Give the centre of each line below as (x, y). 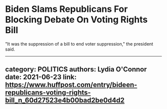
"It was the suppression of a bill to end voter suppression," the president (79, 44)
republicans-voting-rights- (48, 93)
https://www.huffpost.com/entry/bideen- (71, 85)
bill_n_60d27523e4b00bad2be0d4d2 (65, 100)
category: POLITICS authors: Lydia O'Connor (76, 70)
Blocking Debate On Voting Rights (77, 20)
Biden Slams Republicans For (67, 9)
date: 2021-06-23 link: (41, 77)
